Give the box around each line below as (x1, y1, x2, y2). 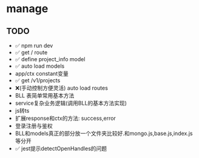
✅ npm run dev (15, 42, 53, 49)
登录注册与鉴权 (15, 122, 53, 129)
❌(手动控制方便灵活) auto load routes (15, 84, 108, 91)
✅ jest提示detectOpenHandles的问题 (15, 145, 107, 152)
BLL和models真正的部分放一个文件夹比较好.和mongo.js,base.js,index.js (15, 130, 193, 137)
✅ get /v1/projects (15, 77, 61, 84)
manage (6, 2, 49, 16)
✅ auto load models (15, 62, 65, 70)
